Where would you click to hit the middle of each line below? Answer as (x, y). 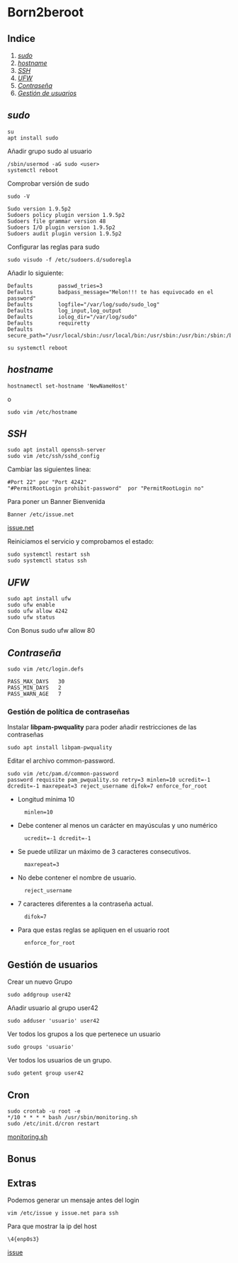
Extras (22, 1183)
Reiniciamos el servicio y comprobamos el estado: (81, 541)
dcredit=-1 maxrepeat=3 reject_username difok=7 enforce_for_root (107, 786)
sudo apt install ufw (39, 599)
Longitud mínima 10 (46, 799)
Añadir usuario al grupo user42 (53, 1008)
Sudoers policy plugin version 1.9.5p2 (66, 215)
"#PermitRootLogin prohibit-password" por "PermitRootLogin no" (106, 489)
